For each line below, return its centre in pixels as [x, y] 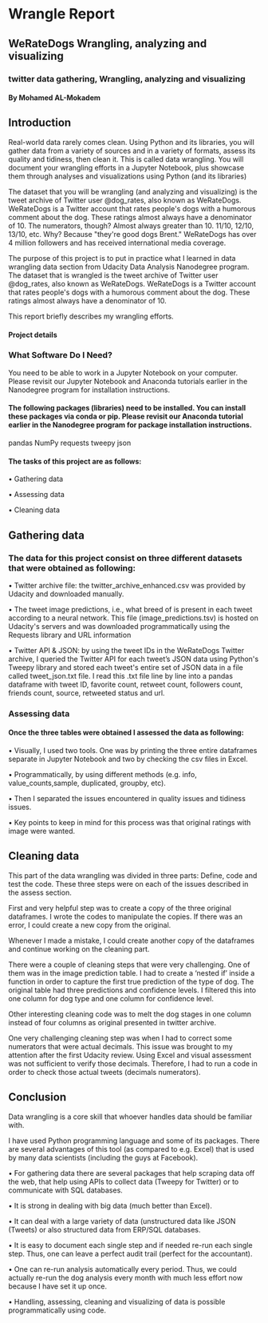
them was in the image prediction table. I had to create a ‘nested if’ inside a [132, 972]
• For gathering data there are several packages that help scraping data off [132, 1173]
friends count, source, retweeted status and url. [87, 692]
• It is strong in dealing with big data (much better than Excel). [110, 1205]
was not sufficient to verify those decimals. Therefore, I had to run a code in [133, 1063]
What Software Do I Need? [61, 355]
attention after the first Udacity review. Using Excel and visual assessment [130, 1055]
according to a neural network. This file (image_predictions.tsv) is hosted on [134, 618]
